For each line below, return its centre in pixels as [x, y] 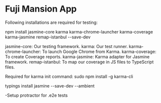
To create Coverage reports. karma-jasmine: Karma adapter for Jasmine [77, 56]
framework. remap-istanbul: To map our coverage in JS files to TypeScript [80, 62]
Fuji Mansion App [41, 9]
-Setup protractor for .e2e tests [36, 95]
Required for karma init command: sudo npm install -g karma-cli [69, 76]
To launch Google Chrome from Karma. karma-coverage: [99, 51]
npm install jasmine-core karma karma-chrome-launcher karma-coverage [79, 32]
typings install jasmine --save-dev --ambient [50, 86]
